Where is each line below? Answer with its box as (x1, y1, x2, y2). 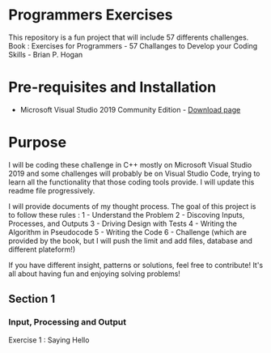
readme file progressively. (8, 185, 95, 195)
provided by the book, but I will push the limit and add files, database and (8, 236, 253, 245)
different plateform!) (8, 245, 76, 254)
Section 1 (8, 292, 55, 306)
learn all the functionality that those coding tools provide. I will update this (8, 176, 255, 187)
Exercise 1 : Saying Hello (8, 334, 90, 345)
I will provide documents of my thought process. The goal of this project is (8, 201, 256, 211)
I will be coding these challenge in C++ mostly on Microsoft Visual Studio (8, 159, 252, 169)
